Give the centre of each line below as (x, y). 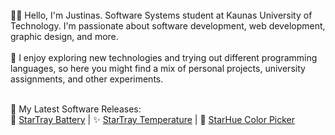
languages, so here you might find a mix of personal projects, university (158, 68)
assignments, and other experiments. (87, 79)
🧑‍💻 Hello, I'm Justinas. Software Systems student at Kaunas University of (161, 15)
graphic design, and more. (64, 36)
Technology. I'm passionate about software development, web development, (168, 26)
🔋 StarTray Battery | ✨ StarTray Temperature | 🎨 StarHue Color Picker (153, 119)
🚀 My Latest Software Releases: (76, 109)
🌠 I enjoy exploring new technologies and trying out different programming (164, 57)
